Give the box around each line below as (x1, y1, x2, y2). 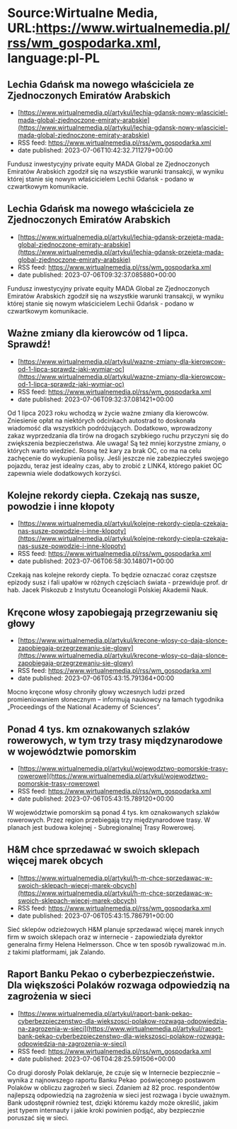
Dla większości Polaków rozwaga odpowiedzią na (7, 979, 230, 991)
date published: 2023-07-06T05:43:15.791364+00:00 (17, 674, 175, 682)
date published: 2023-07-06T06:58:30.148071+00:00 (17, 557, 175, 565)
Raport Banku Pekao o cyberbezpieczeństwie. (7, 968, 215, 980)
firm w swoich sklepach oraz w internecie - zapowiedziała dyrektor (7, 933, 203, 941)
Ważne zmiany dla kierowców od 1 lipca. (7, 328, 189, 340)
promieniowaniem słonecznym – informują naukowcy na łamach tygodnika (7, 695, 224, 703)
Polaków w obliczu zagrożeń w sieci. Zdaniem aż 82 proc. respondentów (7, 1083, 221, 1091)
